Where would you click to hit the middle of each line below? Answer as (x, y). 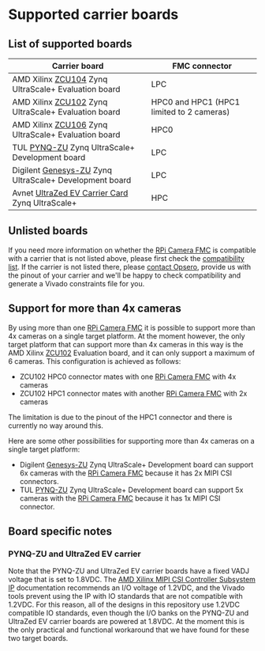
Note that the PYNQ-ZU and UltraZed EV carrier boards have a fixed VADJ (129, 571)
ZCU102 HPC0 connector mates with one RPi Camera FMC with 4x (128, 377)
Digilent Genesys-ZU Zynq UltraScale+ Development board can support (136, 464)
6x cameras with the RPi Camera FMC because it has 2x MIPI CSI (126, 473)
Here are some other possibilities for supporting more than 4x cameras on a (131, 441)
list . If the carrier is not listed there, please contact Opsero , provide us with (130, 267)
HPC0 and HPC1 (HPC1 (196, 102)
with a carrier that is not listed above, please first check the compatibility (126, 258)
